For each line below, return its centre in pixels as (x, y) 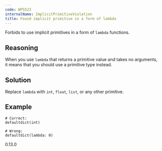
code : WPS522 (18, 9)
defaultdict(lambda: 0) (29, 135)
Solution (18, 80)
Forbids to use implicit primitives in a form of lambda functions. (67, 33)
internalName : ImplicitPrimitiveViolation (49, 14)
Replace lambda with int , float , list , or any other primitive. (64, 92)
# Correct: (16, 118)
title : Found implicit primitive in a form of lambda (61, 19)
